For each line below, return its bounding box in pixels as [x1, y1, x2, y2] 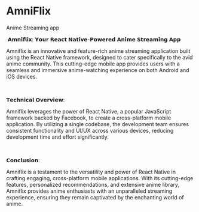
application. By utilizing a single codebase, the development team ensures [6, 120, 189, 127]
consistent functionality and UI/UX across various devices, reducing [6, 127, 174, 134]
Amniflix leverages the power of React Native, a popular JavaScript [6, 108, 172, 115]
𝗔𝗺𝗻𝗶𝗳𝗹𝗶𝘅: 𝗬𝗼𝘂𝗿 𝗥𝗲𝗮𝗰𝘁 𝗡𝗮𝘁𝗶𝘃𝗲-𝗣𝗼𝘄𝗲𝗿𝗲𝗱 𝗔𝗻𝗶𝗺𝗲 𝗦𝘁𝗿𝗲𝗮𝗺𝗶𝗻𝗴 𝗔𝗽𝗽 [7, 35, 181, 43]
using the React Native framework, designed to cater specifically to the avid [6, 53, 193, 61]
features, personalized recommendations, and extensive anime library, [6, 181, 180, 188]
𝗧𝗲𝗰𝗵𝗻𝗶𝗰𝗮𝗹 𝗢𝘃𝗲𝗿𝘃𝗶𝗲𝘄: [6, 96, 65, 103]
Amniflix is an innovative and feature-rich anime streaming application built [6, 47, 191, 55]
